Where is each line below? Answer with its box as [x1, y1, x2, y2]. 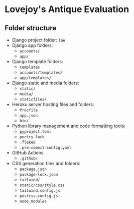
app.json [19, 113, 38, 118]
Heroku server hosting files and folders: [12, 101, 94, 107]
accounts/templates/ [19, 70, 63, 75]
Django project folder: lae [12, 37, 66, 43]
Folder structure [5, 24, 57, 32]
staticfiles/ [19, 97, 47, 102]
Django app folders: [12, 42, 53, 48]
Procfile [19, 108, 38, 113]
